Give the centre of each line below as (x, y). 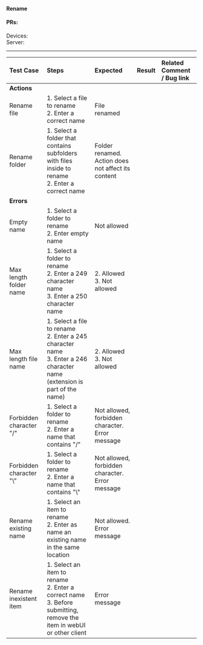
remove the (63, 617)
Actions (21, 88)
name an (59, 532)
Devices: (17, 36)
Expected (108, 70)
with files (60, 160)
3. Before (60, 602)
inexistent (23, 598)
